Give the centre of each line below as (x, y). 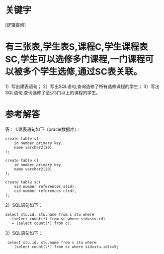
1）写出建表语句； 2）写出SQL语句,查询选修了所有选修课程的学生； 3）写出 (82, 86)
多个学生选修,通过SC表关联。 (82, 72)
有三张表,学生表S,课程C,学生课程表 (77, 47)
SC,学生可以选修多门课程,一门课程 (75, 59)
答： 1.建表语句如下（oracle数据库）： (43, 129)
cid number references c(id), (45, 191)
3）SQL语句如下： (24, 233)
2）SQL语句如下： (24, 205)
